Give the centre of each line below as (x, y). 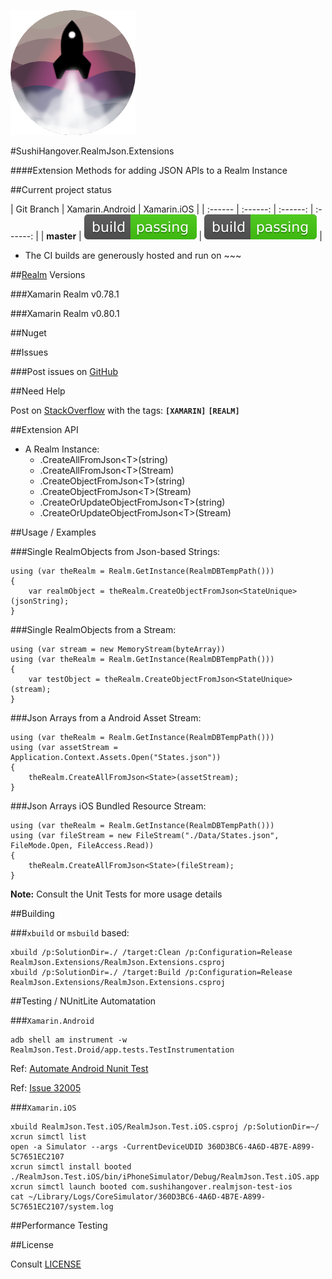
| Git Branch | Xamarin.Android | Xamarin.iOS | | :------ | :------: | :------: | (162, 209)
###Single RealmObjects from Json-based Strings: (115, 551)
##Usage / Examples (53, 532)
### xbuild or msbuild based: (70, 933)
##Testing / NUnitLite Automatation (83, 1001)
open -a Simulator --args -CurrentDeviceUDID (106, 1147)
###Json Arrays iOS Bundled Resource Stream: (108, 806)
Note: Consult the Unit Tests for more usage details (116, 894)
